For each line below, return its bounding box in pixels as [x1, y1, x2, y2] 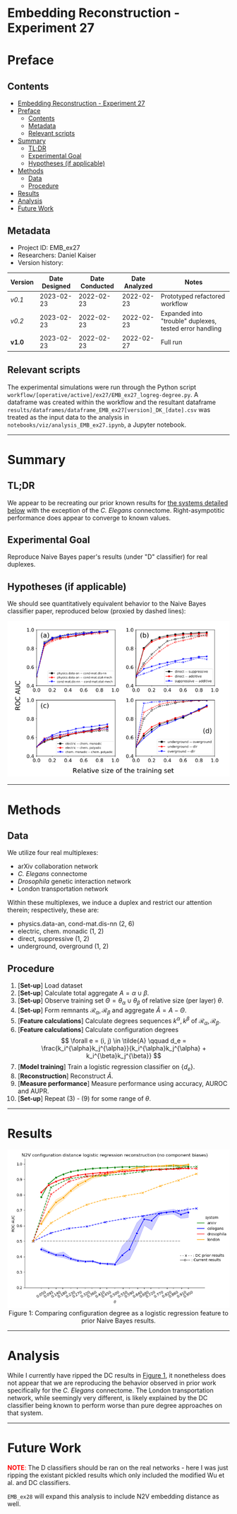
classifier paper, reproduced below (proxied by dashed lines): [7, 607, 186, 615]
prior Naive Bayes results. [80, 1316, 157, 1325]
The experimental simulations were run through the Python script [7, 383, 196, 391]
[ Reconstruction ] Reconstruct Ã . [17, 1072, 114, 1080]
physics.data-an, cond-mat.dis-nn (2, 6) [17, 920, 135, 928]
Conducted [80, 281, 114, 290]
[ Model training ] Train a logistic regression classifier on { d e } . [17, 1063, 195, 1073]
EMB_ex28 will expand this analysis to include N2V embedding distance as [7, 1492, 220, 1501]
